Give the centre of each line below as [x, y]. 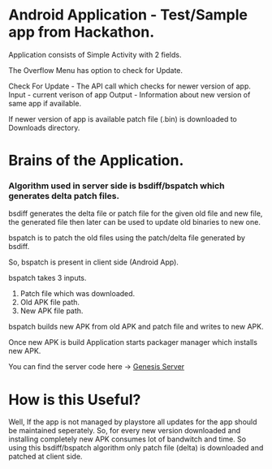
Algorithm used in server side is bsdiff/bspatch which [117, 186]
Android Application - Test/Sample [128, 15]
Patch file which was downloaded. [78, 294]
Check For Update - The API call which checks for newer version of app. [130, 86]
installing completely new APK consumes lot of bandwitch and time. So [127, 439]
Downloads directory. [44, 127]
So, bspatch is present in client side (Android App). [93, 262]
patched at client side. [45, 457]
